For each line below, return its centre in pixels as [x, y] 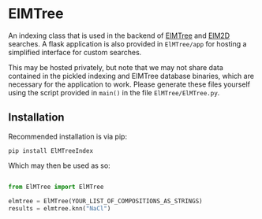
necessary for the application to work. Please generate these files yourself [129, 84]
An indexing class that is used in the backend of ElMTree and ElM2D [119, 35]
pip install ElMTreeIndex [51, 150]
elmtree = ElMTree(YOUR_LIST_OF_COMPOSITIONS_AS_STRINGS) [105, 201]
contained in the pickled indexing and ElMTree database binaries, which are [131, 76]
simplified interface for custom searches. [75, 52]
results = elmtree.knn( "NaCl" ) [60, 208]
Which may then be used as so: [59, 165]
